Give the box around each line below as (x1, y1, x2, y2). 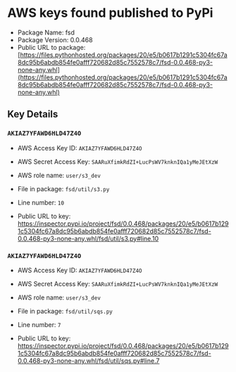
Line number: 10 (17, 198, 65, 207)
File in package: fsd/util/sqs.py (17, 307, 113, 315)
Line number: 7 (17, 320, 61, 328)
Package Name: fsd (17, 28, 75, 37)
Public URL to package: (17, 43, 86, 51)
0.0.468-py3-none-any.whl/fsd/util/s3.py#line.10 (17, 234, 159, 243)
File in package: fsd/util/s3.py (17, 184, 110, 193)
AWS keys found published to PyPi (7, 5, 213, 21)
